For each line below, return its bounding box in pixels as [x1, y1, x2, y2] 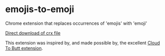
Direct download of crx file [5, 30, 61, 36]
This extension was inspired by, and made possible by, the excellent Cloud [5, 39, 160, 46]
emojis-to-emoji [5, 4, 75, 15]
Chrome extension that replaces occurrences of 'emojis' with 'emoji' [5, 20, 147, 26]
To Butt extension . [5, 45, 43, 51]
